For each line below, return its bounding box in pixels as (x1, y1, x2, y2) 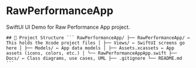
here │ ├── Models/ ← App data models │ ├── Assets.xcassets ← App (6, 45, 175, 51)
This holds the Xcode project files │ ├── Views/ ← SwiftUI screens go (6, 40, 185, 46)
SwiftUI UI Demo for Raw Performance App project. (6, 23, 130, 30)
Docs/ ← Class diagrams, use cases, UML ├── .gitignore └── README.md (6, 55, 183, 61)
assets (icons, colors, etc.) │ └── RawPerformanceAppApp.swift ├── (6, 50, 177, 56)
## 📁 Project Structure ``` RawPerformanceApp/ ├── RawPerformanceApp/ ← (6, 35, 191, 40)
